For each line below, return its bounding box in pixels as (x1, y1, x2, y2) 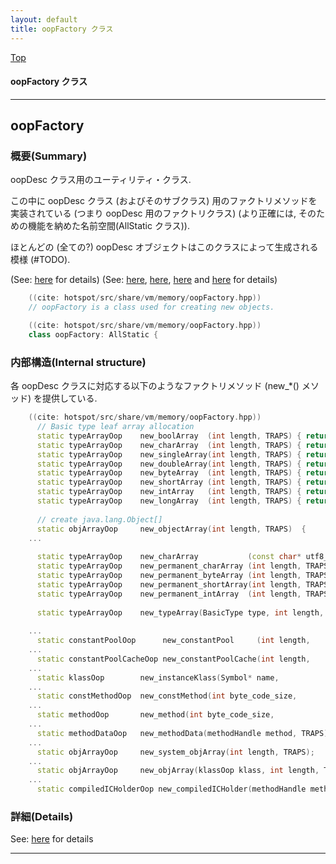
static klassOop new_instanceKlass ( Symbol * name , (36, 672, 280, 683)
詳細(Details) (10, 809, 74, 823)
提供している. (42, 392, 98, 405)
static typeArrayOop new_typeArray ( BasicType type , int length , (36, 607, 325, 618)
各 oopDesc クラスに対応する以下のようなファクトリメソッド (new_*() (10, 380, 300, 392)
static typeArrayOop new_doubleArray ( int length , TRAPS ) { (36, 459, 302, 469)
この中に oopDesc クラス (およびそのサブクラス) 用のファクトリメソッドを (10, 195, 318, 207)
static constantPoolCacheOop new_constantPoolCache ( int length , (36, 654, 311, 664)
